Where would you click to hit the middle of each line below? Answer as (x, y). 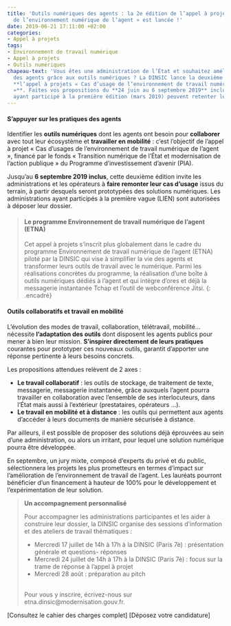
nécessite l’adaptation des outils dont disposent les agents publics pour (110, 334)
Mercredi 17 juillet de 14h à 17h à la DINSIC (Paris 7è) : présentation (129, 544)
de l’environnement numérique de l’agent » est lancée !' (98, 20)
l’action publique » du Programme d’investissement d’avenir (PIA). (100, 163)
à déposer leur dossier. (40, 206)
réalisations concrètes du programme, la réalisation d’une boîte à (116, 273)
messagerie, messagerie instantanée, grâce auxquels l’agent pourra (113, 390)
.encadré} (38, 295)
